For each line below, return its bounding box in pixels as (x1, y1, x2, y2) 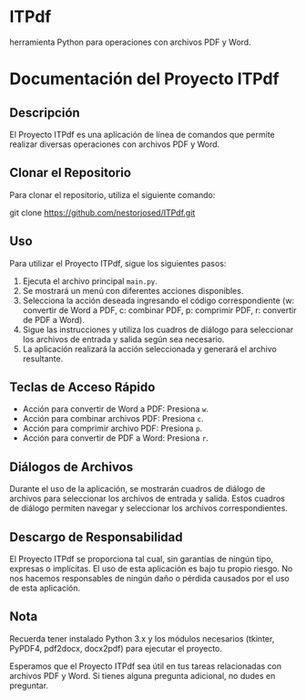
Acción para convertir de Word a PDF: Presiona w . (22, 403, 209, 414)
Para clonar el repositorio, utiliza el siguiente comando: (9, 189, 216, 200)
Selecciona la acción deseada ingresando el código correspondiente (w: (22, 295, 294, 306)
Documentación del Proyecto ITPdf (9, 68, 280, 89)
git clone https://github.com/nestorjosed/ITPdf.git (9, 207, 196, 218)
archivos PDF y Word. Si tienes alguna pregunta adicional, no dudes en (9, 670, 276, 681)
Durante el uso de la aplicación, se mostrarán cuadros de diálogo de (9, 484, 266, 495)
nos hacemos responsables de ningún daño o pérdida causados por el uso (9, 573, 290, 583)
